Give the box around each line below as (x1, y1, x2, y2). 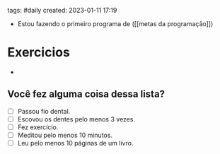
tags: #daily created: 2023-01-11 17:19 (7, 6, 117, 14)
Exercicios (7, 45, 71, 61)
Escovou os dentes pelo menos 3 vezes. (17, 114, 136, 123)
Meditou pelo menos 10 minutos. (17, 131, 113, 139)
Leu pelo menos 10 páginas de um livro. (17, 139, 134, 147)
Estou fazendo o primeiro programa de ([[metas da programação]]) (17, 20, 214, 28)
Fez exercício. (17, 123, 59, 131)
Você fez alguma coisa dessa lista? (7, 88, 165, 100)
